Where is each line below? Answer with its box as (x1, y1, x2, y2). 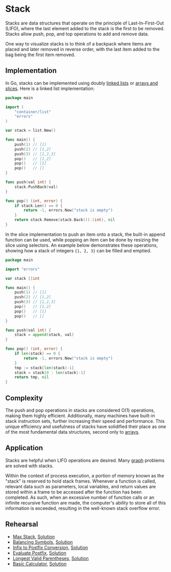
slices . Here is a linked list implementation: (5, 85, 95, 91)
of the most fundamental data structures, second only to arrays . (5, 428, 140, 435)
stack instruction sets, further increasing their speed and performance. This (5, 418, 165, 424)
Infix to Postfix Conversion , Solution (12, 544, 88, 551)
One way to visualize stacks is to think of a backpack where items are (5, 40, 152, 46)
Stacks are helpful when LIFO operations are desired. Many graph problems (5, 457, 165, 463)
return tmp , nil (14, 375, 50, 380)
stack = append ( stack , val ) (14, 332, 74, 338)
